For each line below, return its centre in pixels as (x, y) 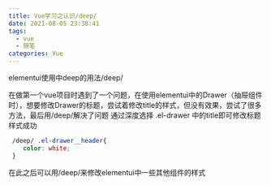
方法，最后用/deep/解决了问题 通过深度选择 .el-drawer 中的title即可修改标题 (135, 115)
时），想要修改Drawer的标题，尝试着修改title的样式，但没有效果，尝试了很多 (135, 105)
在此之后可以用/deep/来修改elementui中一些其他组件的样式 (107, 172)
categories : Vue (36, 54)
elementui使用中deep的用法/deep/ (66, 77)
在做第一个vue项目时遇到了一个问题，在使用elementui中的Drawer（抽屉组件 (135, 95)
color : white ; (47, 148)
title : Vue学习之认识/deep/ (53, 16)
